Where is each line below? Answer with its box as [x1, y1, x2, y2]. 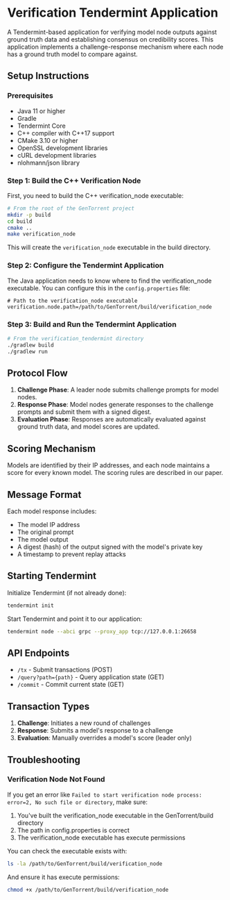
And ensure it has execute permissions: [7, 873, 120, 881]
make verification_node [7, 231, 76, 237]
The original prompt [17, 528, 74, 536]
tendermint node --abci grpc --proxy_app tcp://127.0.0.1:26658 [7, 628, 197, 635]
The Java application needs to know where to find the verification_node [7, 276, 212, 285]
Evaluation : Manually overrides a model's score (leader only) [17, 734, 193, 742]
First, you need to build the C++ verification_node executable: [7, 191, 184, 199]
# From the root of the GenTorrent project [7, 205, 135, 212]
